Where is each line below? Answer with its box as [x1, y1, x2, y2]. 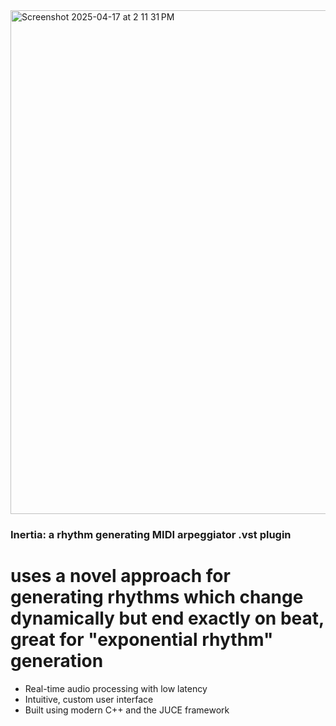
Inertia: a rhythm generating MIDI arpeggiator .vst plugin [10, 527, 292, 541]
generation [10, 650, 104, 673]
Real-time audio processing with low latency [24, 682, 208, 694]
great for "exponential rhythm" [10, 629, 274, 651]
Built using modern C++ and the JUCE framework [24, 704, 230, 716]
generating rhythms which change [10, 586, 304, 609]
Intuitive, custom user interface [24, 693, 154, 705]
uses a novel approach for [10, 565, 231, 588]
